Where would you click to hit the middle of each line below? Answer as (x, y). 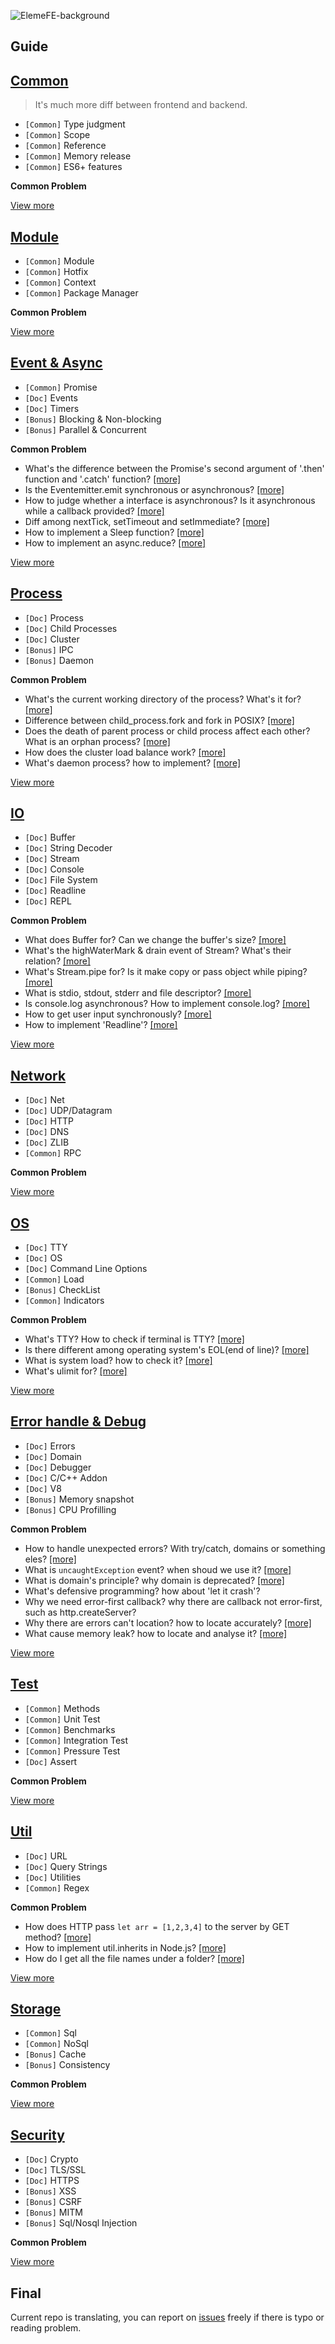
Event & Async (56, 363)
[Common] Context (60, 282)
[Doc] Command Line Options (86, 1269)
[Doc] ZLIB (47, 1142)
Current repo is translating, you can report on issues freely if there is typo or (167, 2317)
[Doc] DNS (47, 1132)
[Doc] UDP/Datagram (68, 1111)
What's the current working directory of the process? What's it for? (163, 699)
